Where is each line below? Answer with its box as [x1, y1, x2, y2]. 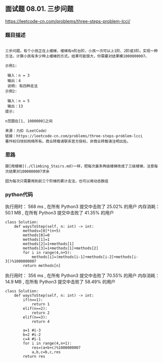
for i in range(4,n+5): [23, 250, 72, 255]
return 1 [31, 301, 50, 307]
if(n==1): [23, 297, 43, 302]
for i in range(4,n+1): [23, 341, 72, 346]
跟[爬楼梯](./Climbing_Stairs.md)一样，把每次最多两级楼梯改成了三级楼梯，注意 [5, 164, 155, 169]
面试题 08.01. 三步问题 [5, 4, 74, 13]
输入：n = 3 [7, 73, 30, 78]
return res [23, 354, 46, 359]
